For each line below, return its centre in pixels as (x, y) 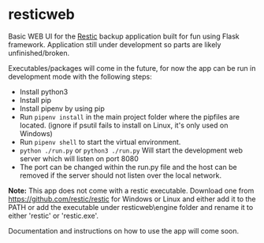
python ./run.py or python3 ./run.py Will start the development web (131, 150)
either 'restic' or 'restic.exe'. (54, 215)
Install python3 (44, 91)
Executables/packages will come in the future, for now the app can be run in (132, 68)
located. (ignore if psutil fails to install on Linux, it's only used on (124, 125)
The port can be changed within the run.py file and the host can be (128, 167)
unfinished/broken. (39, 53)
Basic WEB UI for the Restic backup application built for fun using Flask (124, 36)
